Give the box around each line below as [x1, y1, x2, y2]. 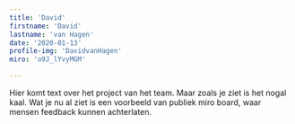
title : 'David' [9, 13, 66, 22]
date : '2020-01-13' [9, 38, 82, 48]
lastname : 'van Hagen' [9, 30, 94, 39]
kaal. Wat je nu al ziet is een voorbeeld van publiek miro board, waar [9, 97, 262, 108]
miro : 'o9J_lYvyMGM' [9, 55, 87, 64]
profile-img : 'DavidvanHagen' [9, 47, 123, 56]
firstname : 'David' [9, 22, 82, 31]
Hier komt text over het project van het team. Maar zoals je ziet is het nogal [9, 87, 287, 98]
